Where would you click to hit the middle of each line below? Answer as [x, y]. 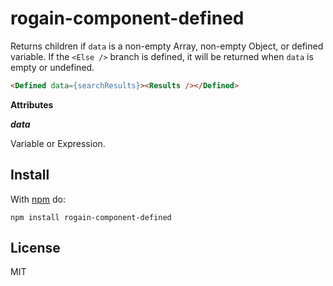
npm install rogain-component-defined [91, 217]
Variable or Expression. [58, 143]
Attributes [32, 104]
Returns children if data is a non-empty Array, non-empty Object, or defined [167, 46]
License [35, 248]
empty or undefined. [52, 67]
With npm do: [38, 199]
